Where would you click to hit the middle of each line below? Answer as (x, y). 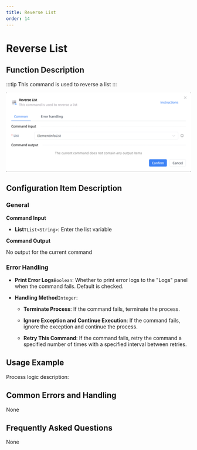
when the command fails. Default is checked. (69, 286)
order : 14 (18, 19)
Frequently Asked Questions (60, 428)
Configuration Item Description (64, 188)
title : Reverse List (31, 12)
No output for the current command (49, 252)
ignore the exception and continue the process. (80, 327)
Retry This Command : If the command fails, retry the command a (102, 338)
